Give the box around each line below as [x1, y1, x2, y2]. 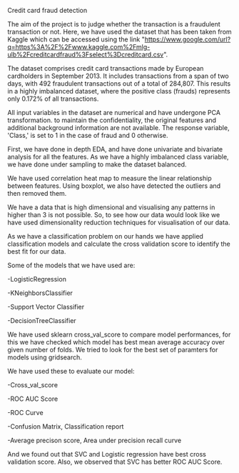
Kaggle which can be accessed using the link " [7, 35, 145, 44]
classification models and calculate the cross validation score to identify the [7, 239, 230, 248]
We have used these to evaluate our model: [7, 367, 135, 375]
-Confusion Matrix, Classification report [7, 422, 124, 431]
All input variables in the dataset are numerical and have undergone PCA [7, 109, 221, 116]
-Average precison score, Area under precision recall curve [7, 436, 182, 444]
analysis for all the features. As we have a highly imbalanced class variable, [7, 153, 230, 161]
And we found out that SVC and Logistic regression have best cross [7, 450, 207, 458]
